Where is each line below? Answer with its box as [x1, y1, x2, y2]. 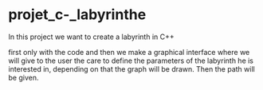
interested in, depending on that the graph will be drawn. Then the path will [8, 64, 255, 73]
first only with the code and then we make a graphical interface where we [8, 47, 250, 57]
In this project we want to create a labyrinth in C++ [8, 32, 175, 41]
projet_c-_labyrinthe [8, 6, 147, 24]
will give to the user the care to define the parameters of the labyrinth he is [8, 56, 253, 65]
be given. [8, 72, 39, 82]
